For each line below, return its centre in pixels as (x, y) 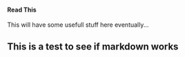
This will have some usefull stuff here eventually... (78, 25)
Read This (22, 10)
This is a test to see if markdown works (93, 46)
